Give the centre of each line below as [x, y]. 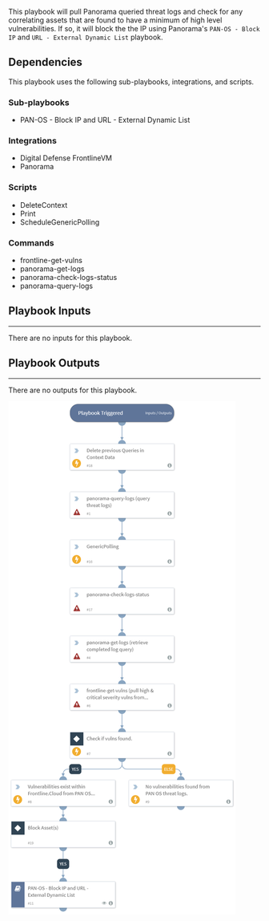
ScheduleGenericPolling [60, 222]
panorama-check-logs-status [68, 277]
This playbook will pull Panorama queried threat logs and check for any [125, 12]
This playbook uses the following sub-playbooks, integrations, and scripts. [131, 81]
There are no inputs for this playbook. [70, 338]
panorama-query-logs [56, 286]
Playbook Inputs [50, 311]
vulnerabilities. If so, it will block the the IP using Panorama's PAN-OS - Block [134, 28]
